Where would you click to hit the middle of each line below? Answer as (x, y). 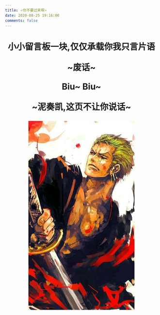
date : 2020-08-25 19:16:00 (32, 15)
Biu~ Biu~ (81, 86)
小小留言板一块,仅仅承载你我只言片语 (81, 47)
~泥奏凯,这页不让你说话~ (81, 107)
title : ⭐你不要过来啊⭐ (26, 10)
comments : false (21, 20)
